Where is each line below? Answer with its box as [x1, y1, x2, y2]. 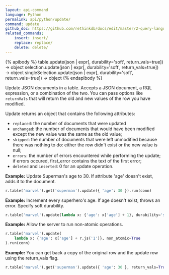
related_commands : [5, 31, 44, 36]
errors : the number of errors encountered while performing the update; [12, 152, 161, 158]
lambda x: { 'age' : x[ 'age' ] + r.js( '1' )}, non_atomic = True [14, 236, 141, 241]
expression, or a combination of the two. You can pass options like [5, 90, 143, 96]
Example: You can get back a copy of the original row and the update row [5, 250, 158, 255]
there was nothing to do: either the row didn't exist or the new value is [12, 142, 157, 148]
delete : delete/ [14, 45, 49, 50]
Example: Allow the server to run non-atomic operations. [5, 222, 123, 228]
